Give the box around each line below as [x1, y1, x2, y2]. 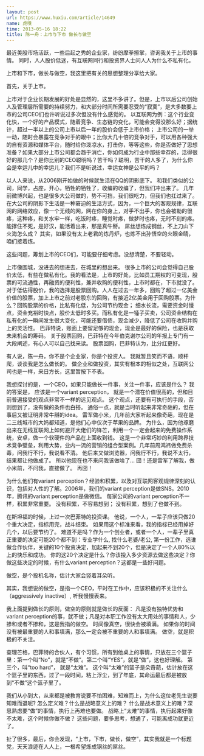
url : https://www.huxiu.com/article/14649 [6, 15, 115, 21]
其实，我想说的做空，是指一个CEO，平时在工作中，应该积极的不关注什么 [6, 585, 188, 592]
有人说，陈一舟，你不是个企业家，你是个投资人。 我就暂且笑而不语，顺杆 [6, 352, 189, 360]
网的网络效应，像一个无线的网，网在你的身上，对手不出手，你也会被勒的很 [6, 208, 192, 215]
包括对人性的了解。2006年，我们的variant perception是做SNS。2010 [16, 485, 189, 492]
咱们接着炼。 [6, 238, 38, 245]
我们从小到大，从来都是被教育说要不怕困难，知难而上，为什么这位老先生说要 [6, 692, 198, 699]
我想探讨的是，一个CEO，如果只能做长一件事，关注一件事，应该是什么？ [6, 381, 188, 388]
